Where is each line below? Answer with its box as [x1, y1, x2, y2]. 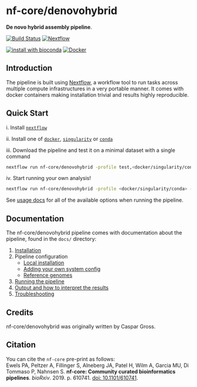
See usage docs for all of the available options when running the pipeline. [6, 196, 184, 203]
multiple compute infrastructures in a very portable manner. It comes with [6, 85, 184, 92]
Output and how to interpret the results [14, 284, 109, 291]
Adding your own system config [23, 266, 101, 273]
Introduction [6, 63, 53, 73]
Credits [6, 307, 34, 317]
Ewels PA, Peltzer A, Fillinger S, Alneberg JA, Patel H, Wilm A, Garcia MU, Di [6, 362, 189, 369]
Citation [6, 340, 36, 350]
